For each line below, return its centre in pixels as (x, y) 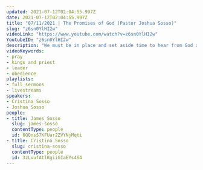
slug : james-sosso (35, 124)
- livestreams (24, 90)
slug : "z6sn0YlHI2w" (32, 29)
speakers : (19, 96)
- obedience (21, 74)
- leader (17, 68)
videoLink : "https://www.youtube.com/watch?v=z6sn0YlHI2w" (82, 34)
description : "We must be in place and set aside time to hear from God (100, 46)
